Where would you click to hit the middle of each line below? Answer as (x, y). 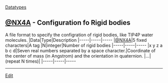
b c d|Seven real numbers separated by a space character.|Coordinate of (80, 50)
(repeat (13, 61)
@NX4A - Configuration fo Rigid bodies (68, 23)
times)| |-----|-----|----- (51, 61)
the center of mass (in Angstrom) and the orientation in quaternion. (74, 56)
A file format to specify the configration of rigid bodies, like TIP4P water (79, 35)
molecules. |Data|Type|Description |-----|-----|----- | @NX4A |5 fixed (76, 40)
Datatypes (16, 7)
